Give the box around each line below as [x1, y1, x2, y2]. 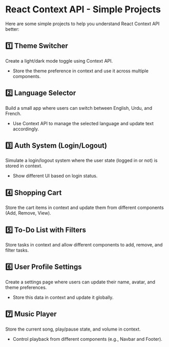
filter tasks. [5, 247, 29, 253]
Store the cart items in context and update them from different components [5, 204, 164, 211]
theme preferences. [5, 284, 47, 291]
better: [5, 26, 19, 32]
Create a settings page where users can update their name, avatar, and [5, 279, 155, 285]
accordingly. [12, 126, 39, 132]
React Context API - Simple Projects [5, 4, 161, 15]
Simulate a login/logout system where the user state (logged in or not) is [5, 158, 158, 164]
